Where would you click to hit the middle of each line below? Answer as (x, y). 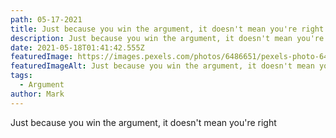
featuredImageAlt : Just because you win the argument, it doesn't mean (162, 66)
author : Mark (37, 94)
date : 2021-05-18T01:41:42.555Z (77, 47)
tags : (21, 76)
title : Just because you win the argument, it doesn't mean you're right (167, 29)
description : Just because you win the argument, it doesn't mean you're (167, 38)
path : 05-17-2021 (46, 19)
